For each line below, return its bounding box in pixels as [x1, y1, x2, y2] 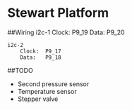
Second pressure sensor [17, 79, 90, 88]
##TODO [7, 66, 33, 74]
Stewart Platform [7, 5, 109, 21]
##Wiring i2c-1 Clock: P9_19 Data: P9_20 [7, 28, 125, 36]
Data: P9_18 [20, 54, 61, 61]
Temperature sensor [17, 87, 77, 95]
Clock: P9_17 [20, 48, 61, 55]
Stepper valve [17, 95, 59, 103]
